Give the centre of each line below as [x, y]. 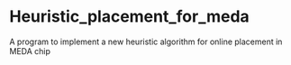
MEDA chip [30, 51]
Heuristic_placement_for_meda [129, 17]
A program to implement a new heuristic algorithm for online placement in [146, 42]
